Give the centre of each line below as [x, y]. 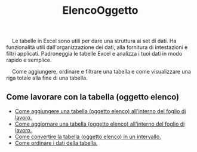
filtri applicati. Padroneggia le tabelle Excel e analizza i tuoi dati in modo [94, 54]
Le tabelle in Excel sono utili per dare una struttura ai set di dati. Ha [94, 41]
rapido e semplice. [29, 60]
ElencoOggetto [100, 10]
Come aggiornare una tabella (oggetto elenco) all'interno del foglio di [100, 124]
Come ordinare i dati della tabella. [56, 143]
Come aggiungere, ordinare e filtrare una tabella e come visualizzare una [101, 72]
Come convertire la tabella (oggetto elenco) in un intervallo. [88, 136]
